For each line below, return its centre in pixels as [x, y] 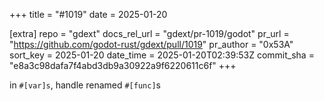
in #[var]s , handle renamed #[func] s [85, 85]
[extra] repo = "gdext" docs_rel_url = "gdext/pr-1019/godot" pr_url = [149, 33]
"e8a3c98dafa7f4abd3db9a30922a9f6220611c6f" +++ [123, 65]
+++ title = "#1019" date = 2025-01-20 [88, 14]
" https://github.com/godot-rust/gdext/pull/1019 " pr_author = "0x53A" [151, 44]
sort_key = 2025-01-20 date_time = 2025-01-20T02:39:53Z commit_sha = [162, 55]
